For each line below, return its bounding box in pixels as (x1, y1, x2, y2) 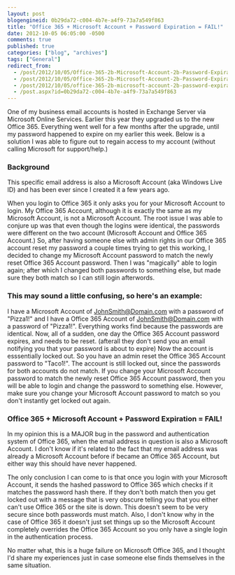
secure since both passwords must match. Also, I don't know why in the (7, 511, 215, 519)
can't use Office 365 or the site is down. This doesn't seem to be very (7, 503, 208, 511)
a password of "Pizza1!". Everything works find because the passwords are (7, 321, 224, 330)
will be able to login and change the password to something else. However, (7, 381, 224, 389)
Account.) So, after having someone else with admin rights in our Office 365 (7, 236, 227, 245)
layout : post (7, 10, 45, 18)
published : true (7, 43, 55, 50)
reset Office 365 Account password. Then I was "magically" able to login (7, 258, 218, 267)
